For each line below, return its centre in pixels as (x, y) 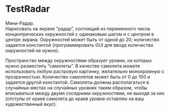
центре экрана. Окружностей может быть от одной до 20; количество (82, 40)
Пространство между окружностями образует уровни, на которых (79, 60)
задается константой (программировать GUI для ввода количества (79, 45)
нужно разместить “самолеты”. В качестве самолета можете (73, 66)
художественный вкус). (31, 104)
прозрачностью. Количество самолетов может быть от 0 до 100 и (78, 77)
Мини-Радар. (20, 23)
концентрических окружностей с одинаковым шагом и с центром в (80, 34)
